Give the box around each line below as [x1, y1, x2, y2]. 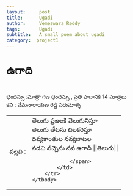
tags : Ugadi [6, 26, 53, 32]
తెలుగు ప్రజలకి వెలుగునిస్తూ [31, 116, 98, 125]
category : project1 [6, 37, 59, 43]
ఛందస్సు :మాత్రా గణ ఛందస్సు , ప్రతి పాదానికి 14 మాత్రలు [6, 93, 127, 100]
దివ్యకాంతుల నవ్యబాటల [31, 134, 92, 143]
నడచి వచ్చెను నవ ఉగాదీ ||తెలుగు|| [31, 143, 118, 152]
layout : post [6, 9, 51, 15]
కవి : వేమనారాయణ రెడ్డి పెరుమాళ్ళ [6, 101, 81, 108]
